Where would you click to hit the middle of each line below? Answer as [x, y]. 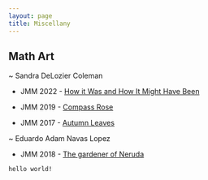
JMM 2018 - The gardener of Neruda [82, 154]
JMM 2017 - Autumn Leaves [67, 123]
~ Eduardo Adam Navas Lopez [60, 139]
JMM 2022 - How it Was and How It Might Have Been [110, 92]
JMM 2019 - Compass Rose [67, 107]
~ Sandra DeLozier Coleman [56, 76]
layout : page [30, 16]
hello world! [30, 169]
